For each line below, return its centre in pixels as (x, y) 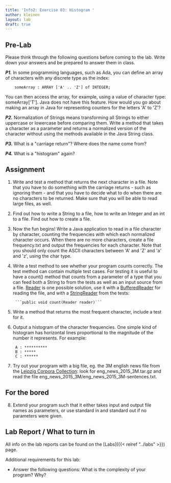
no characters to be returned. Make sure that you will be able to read (85, 198)
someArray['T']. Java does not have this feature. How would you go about (83, 102)
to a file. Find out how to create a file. (52, 219)
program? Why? (29, 475)
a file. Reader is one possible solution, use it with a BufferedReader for (87, 287)
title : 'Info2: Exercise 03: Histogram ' (50, 10)
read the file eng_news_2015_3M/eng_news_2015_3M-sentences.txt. (85, 376)
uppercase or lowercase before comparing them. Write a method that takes (84, 123)
